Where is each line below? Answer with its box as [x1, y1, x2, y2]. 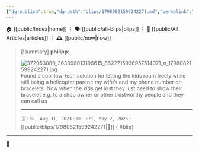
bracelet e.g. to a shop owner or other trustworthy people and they [20, 91, 184, 98]
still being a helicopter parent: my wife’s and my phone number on [20, 78, 182, 85]
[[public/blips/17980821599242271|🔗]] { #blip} [20, 123, 134, 130]
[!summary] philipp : [20, 48, 70, 55]
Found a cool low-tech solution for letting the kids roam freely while [20, 72, 186, 79]
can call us [20, 97, 47, 104]
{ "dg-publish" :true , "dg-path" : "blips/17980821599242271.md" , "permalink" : [6, 8, 192, 15]
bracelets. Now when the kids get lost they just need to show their [20, 84, 182, 92]
